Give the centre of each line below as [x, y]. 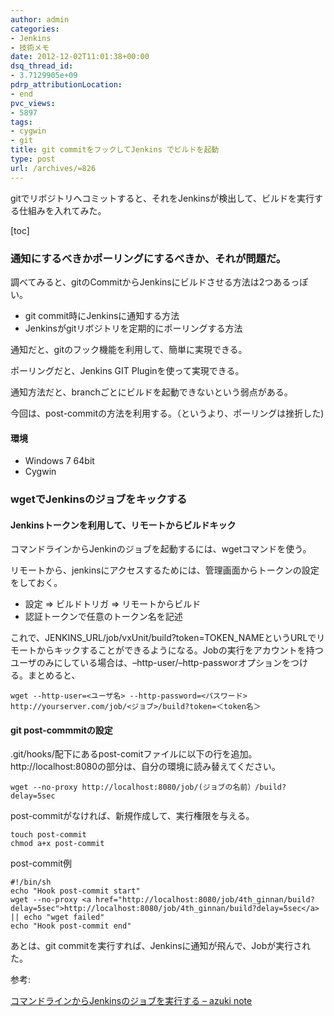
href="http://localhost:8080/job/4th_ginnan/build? [205, 900]
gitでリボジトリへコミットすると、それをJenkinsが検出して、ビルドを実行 [162, 198]
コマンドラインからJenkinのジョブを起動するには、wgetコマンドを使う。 [161, 549]
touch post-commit [48, 835]
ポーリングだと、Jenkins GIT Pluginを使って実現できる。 [127, 370]
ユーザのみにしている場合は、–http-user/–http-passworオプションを [151, 663]
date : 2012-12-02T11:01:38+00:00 [80, 57]
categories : [35, 29]
